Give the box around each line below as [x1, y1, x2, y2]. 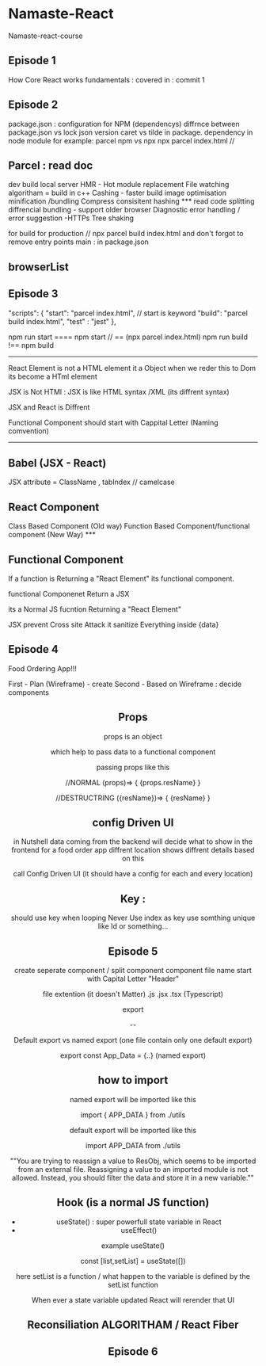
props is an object [104, 731, 162, 741]
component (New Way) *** [8, 530, 97, 540]
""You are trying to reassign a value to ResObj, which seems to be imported [9, 1156, 256, 1166]
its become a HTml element [8, 372, 97, 381]
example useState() [101, 1241, 165, 1250]
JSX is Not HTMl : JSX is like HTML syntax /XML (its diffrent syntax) [8, 387, 230, 396]
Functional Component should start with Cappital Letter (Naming [8, 418, 218, 427]
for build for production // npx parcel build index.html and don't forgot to [8, 229, 244, 238]
